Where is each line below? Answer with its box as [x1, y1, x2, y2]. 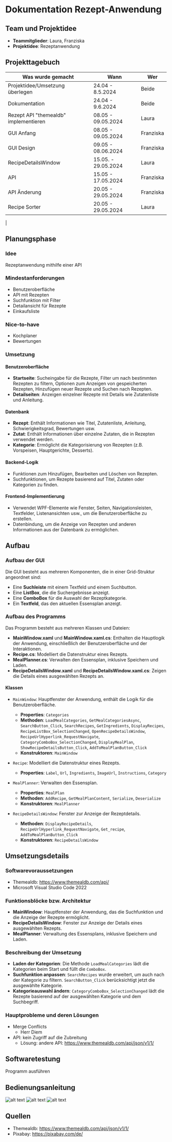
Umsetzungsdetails [5, 852, 69, 860]
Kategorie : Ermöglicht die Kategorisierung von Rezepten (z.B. [12, 442, 143, 448]
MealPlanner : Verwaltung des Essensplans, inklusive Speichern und [12, 931, 157, 936]
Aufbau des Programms [5, 613, 66, 620]
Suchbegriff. [12, 999, 39, 1005]
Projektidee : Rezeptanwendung [12, 43, 80, 49]
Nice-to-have [5, 321, 40, 328]
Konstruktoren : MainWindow [20, 750, 78, 756]
